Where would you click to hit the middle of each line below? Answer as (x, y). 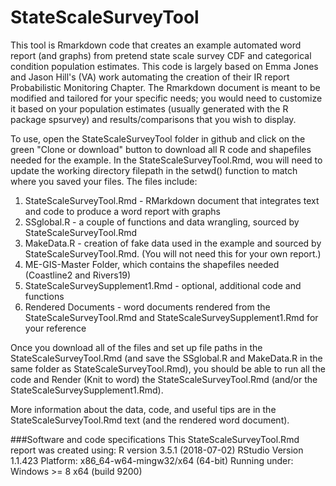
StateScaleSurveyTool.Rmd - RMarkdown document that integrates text (172, 200)
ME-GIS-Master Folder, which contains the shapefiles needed (152, 264)
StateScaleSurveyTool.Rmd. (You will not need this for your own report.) (173, 253)
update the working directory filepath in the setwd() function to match (154, 170)
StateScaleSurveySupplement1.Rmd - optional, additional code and (163, 285)
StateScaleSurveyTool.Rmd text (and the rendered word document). (150, 420)
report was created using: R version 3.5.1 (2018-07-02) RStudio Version (157, 450)
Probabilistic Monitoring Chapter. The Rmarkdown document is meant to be (165, 87)
